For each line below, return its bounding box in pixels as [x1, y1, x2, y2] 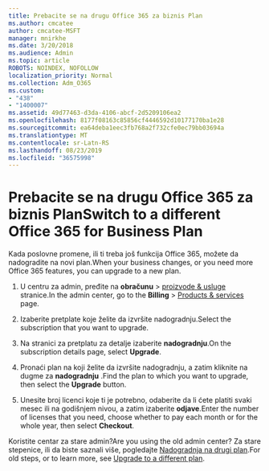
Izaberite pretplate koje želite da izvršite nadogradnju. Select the [19, 314, 231, 324]
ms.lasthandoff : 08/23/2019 [8, 146, 103, 154]
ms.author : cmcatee [8, 19, 74, 27]
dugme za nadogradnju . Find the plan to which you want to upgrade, [19, 371, 249, 381]
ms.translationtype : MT [8, 131, 88, 139]
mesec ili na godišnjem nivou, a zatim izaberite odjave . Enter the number [19, 403, 259, 414]
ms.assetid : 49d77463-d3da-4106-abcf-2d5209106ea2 [8, 109, 181, 117]
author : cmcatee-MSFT [8, 27, 81, 35]
